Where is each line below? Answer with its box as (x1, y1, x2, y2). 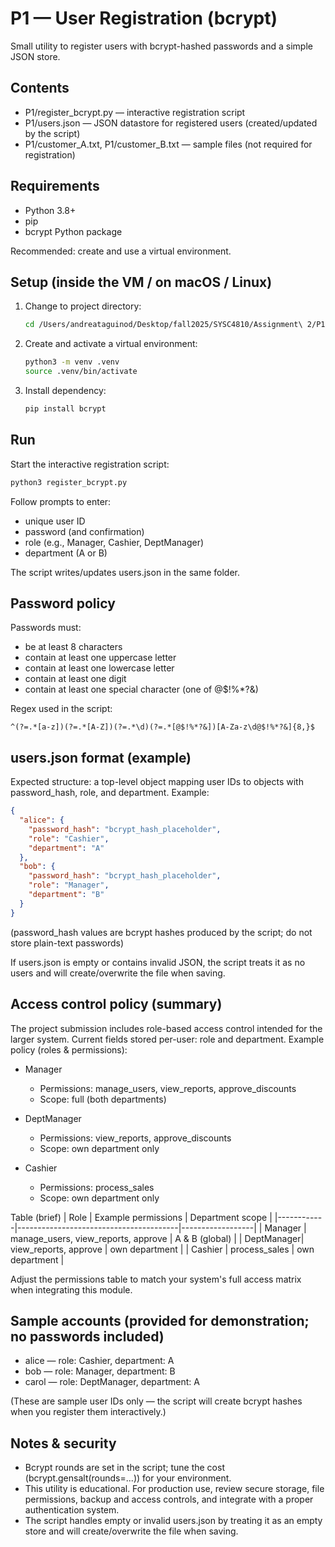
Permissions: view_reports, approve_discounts (39, 1132, 232, 1144)
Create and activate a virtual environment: (24, 338, 198, 350)
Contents (10, 80, 70, 97)
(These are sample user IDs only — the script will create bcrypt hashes (10, 1395, 303, 1407)
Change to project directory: (24, 300, 142, 312)
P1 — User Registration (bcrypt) (10, 7, 278, 30)
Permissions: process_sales (39, 1181, 155, 1193)
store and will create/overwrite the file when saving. (24, 1525, 239, 1537)
